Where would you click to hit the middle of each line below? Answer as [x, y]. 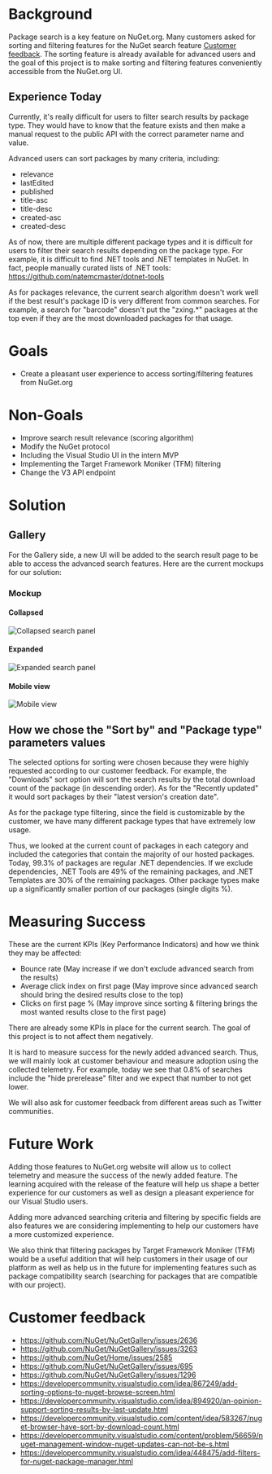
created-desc [43, 226]
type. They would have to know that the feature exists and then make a [127, 125]
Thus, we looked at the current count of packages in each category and [129, 845]
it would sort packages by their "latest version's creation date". [114, 796]
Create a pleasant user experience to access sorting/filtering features [136, 373]
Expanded [26, 649]
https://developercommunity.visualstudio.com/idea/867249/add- [129, 1383]
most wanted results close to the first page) [93, 1011]
